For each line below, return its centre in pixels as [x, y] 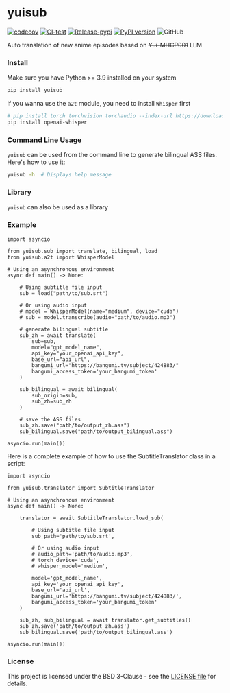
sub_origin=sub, [55, 395]
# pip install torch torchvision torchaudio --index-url [90, 116]
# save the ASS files [50, 419]
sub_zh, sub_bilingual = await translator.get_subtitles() [105, 620]
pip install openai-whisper [47, 122]
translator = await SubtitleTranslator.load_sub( [92, 518]
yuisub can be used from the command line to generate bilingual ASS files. [112, 155]
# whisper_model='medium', [70, 566]
